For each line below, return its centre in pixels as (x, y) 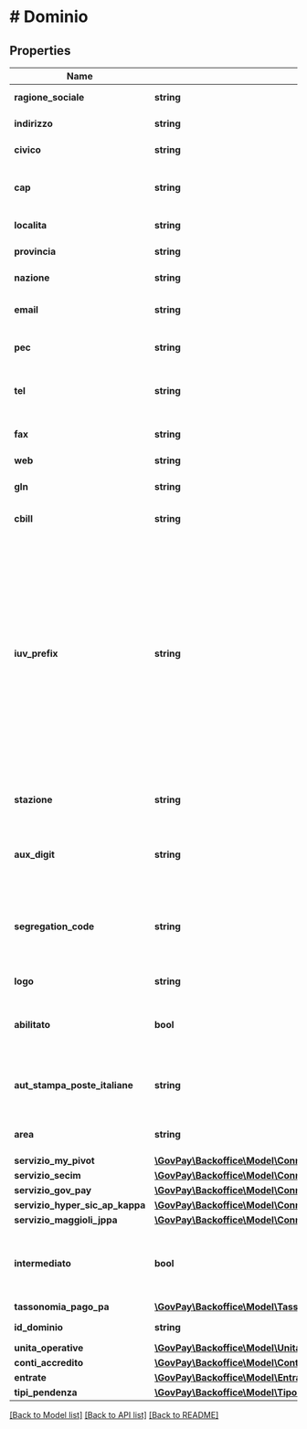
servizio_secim (48, 1175)
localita (31, 225)
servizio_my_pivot (54, 1160)
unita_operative (49, 1348)
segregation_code (54, 926)
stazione (33, 799)
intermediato (42, 1263)
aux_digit (34, 854)
